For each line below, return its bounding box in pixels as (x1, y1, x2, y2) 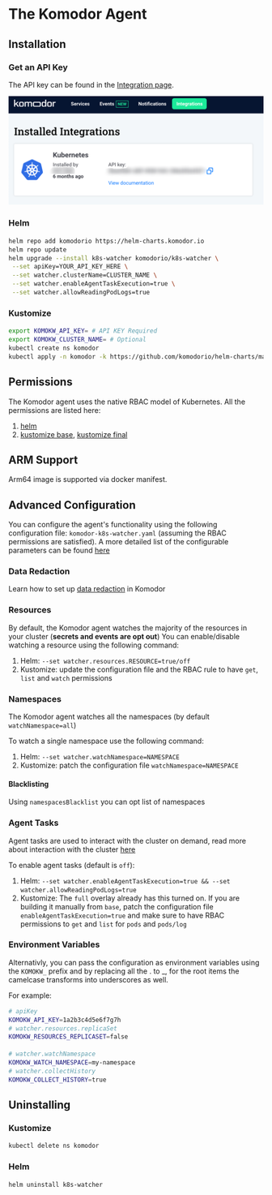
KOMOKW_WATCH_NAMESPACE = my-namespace (8, 1059, 136, 1067)
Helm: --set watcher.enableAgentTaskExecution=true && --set (19, 875, 231, 885)
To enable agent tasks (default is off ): (8, 860, 135, 870)
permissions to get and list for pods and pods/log (19, 918, 188, 929)
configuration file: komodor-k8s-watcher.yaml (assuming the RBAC (8, 528, 227, 538)
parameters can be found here (8, 545, 111, 556)
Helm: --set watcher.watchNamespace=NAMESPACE (19, 752, 181, 762)
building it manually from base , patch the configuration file (19, 901, 214, 911)
